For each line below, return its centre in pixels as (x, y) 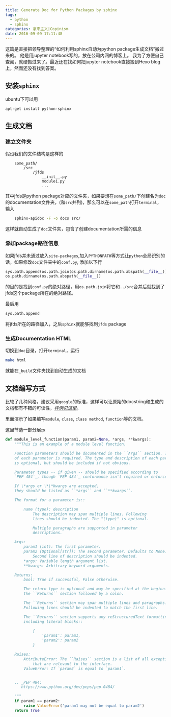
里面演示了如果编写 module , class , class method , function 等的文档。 (76, 419)
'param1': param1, (61, 636)
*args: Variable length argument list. (66, 561)
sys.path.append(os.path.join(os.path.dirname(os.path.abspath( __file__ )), (87, 271)
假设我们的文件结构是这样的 (34, 154)
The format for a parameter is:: (50, 500)
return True (27, 710)
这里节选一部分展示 (25, 430)
